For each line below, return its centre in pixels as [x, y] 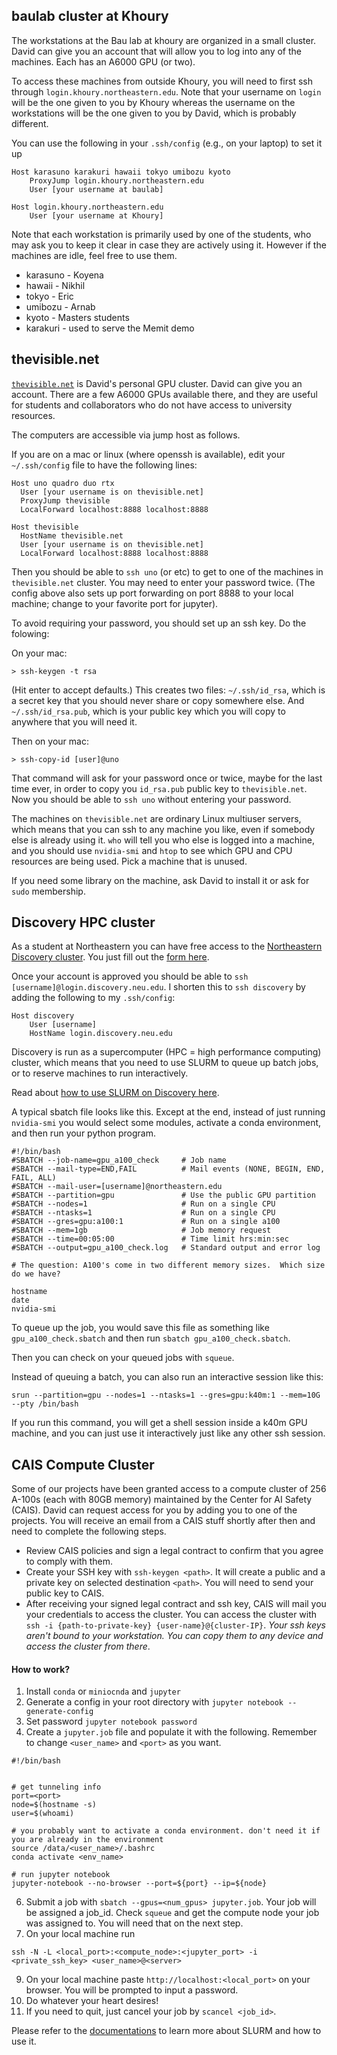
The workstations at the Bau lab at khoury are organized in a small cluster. [164, 40]
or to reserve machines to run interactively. [100, 1073]
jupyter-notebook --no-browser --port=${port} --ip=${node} [139, 1884]
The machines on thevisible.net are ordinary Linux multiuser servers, [156, 818]
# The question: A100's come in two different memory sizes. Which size [168, 1265]
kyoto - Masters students [77, 317]
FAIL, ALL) [34, 1178]
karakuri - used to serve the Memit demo [110, 328]
